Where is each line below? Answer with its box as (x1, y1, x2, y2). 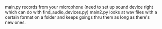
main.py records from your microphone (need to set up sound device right (5, 4, 154, 10)
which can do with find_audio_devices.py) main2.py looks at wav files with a (5, 9, 158, 15)
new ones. (5, 19, 26, 25)
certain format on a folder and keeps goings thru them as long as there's (5, 14, 150, 20)
